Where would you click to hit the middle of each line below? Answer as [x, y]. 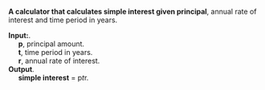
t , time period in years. [55, 52]
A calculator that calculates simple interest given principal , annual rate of [132, 12]
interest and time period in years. [63, 20]
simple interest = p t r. [53, 78]
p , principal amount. [51, 44]
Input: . [20, 35]
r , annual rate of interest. [59, 61]
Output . [21, 69]
